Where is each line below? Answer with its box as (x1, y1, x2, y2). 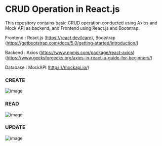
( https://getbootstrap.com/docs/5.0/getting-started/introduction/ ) (5, 40, 139, 46)
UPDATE (5, 124, 26, 131)
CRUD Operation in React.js (5, 3, 120, 15)
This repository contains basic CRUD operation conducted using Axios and (5, 20, 158, 26)
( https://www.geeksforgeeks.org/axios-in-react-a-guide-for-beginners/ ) (5, 54, 153, 60)
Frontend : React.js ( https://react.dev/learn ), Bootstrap (5, 35, 116, 41)
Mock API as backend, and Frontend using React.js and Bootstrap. (5, 25, 140, 31)
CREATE (5, 77, 26, 84)
